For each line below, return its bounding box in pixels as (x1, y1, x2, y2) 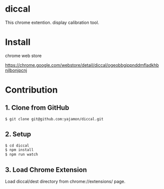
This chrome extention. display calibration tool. (5, 19, 99, 25)
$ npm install (5, 148, 34, 152)
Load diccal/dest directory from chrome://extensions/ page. (5, 179, 126, 184)
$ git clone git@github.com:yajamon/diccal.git (5, 116, 104, 121)
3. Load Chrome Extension (5, 166, 87, 174)
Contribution (5, 84, 58, 95)
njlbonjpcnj (5, 67, 27, 73)
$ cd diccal (5, 143, 29, 148)
